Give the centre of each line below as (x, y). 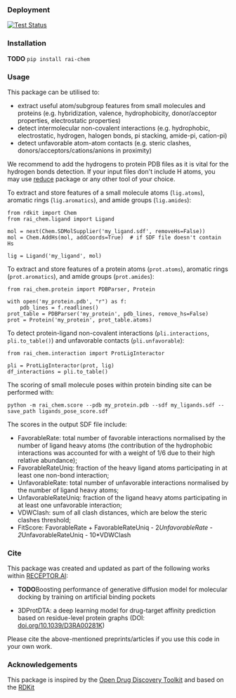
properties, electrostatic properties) (69, 120)
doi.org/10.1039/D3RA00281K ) (61, 626)
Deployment (29, 10)
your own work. (30, 647)
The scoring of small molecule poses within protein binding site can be (110, 385)
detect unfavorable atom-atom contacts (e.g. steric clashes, (104, 143)
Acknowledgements (42, 665)
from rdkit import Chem (42, 213)
